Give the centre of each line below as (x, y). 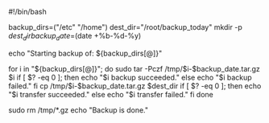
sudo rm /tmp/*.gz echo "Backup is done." (79, 110)
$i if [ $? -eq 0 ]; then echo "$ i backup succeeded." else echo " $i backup (130, 77)
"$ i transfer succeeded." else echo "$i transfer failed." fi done (111, 94)
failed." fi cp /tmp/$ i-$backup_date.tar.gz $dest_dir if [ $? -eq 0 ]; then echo (135, 86)
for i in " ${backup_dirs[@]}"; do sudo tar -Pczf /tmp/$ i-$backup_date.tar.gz (134, 68)
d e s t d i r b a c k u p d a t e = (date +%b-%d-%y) (75, 37)
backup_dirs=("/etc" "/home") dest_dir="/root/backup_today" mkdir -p (126, 27)
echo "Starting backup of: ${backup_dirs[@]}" (85, 53)
